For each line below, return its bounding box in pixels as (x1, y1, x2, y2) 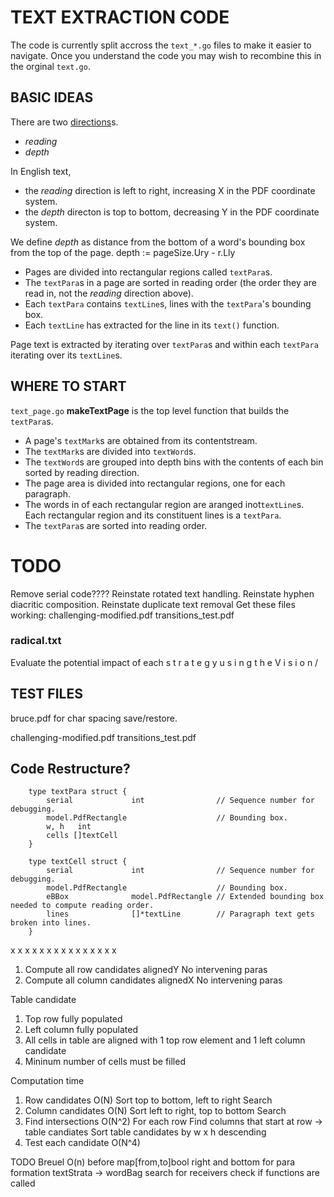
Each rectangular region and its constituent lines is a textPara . (24, 509, 282, 521)
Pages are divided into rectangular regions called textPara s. (24, 266, 273, 278)
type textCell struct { (28, 857, 128, 867)
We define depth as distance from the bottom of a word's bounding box (10, 236, 306, 248)
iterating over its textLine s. (10, 349, 123, 361)
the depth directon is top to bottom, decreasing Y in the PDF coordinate (24, 206, 320, 218)
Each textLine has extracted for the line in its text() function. (24, 319, 280, 331)
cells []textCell (46, 831, 118, 841)
